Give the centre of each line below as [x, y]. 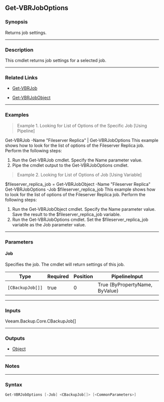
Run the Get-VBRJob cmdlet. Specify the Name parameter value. [77, 160]
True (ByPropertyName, [125, 284]
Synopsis [16, 22]
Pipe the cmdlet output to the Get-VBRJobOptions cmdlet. [70, 165]
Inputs [13, 310]
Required [58, 276]
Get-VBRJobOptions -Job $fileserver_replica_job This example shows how [80, 189]
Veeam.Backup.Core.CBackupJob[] [41, 321]
